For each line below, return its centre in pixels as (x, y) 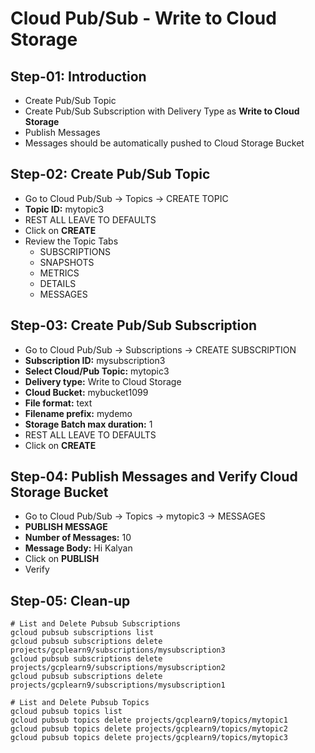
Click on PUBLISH (62, 559)
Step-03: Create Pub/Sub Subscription (134, 325)
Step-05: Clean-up (70, 600)
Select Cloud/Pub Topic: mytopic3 (97, 371)
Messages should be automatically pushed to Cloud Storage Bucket (164, 143)
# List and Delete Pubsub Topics (80, 703)
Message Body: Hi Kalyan (78, 548)
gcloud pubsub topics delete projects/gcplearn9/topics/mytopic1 (149, 720)
